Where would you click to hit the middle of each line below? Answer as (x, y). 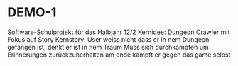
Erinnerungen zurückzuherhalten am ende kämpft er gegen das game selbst (119, 55)
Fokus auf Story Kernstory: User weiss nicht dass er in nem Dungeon (108, 39)
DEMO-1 (32, 12)
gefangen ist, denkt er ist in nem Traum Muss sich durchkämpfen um (108, 47)
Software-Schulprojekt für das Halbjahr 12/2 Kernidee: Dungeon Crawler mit (119, 32)
